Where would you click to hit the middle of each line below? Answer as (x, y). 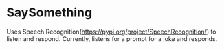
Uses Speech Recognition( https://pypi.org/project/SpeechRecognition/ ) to (112, 32)
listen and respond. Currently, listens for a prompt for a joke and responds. (112, 38)
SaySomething (49, 13)
